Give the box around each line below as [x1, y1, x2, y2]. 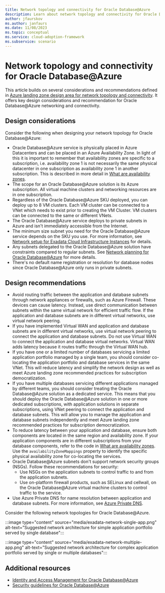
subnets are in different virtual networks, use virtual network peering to [12, 328, 157, 334]
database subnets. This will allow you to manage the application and [12, 412, 151, 418]
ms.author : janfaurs [5, 21, 48, 26]
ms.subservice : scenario [5, 39, 56, 44]
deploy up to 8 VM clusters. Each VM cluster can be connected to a [12, 202, 149, 208]
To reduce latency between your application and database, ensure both [12, 428, 157, 433]
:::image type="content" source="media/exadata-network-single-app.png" [5, 519, 157, 525]
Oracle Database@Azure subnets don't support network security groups [12, 458, 159, 464]
